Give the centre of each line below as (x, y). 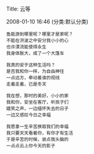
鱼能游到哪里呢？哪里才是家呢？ (40, 34)
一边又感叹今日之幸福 (28, 115)
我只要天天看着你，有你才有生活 (40, 133)
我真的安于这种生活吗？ (31, 65)
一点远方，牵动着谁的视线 (33, 78)
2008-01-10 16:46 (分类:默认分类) (47, 22)
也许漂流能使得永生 (26, 47)
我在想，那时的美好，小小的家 (37, 96)
